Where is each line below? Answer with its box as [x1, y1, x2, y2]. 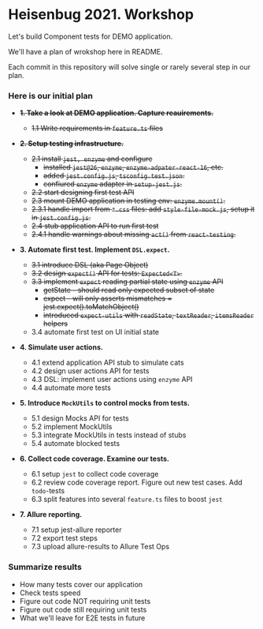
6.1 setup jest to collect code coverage [31, 470, 159, 479]
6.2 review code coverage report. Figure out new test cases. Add [31, 477, 243, 487]
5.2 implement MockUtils [31, 422, 113, 432]
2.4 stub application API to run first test [31, 221, 159, 230]
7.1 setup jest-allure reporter [31, 525, 122, 534]
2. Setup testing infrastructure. [19, 139, 124, 148]
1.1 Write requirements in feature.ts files [31, 124, 164, 133]
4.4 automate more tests [31, 383, 112, 392]
